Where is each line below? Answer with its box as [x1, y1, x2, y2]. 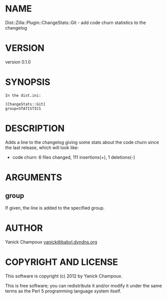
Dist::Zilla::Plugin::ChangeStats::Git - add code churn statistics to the [5, 19, 146, 25]
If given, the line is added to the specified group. [5, 204, 105, 210]
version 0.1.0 [5, 58, 31, 65]
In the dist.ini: [5, 93, 41, 98]
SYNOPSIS [5, 76, 51, 88]
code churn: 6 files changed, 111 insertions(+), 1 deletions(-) [12, 154, 136, 160]
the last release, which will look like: [5, 144, 79, 150]
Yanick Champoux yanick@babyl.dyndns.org [5, 238, 97, 245]
